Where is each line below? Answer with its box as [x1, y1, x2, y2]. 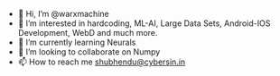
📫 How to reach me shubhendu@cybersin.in [17, 56, 186, 67]
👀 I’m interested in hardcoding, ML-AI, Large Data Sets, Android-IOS [17, 18, 271, 29]
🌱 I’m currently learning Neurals [17, 37, 136, 47]
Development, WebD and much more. [17, 28, 158, 38]
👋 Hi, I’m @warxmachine [17, 9, 110, 19]
